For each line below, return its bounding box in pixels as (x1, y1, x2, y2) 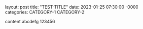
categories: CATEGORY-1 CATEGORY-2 (5, 9, 85, 15)
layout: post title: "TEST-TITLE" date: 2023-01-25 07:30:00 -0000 (5, 4, 139, 10)
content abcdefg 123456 (5, 19, 55, 24)
